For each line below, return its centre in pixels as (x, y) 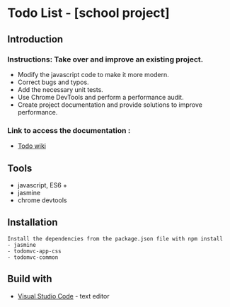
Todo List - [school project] (88, 13)
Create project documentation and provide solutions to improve (110, 105)
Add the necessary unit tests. (61, 89)
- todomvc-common (33, 257)
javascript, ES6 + (42, 185)
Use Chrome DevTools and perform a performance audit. (100, 97)
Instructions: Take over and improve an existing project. (105, 59)
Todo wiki (31, 146)
